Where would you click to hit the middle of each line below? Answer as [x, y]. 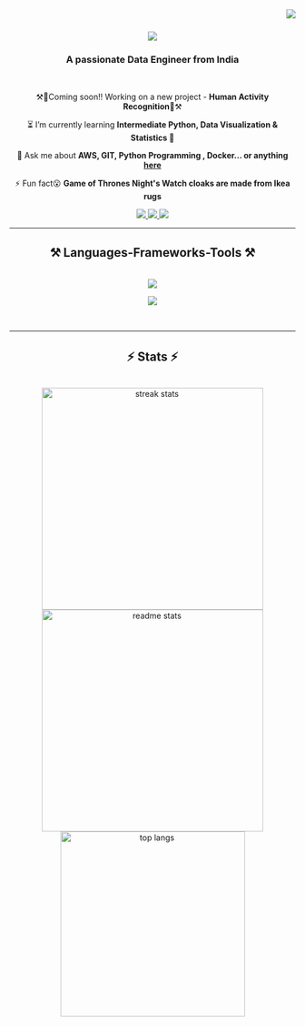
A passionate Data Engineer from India [152, 60]
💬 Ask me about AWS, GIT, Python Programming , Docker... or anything [152, 156]
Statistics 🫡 [152, 138]
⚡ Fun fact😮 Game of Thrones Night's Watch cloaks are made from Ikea [152, 183]
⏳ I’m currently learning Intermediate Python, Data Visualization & [152, 125]
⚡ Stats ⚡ [152, 356]
